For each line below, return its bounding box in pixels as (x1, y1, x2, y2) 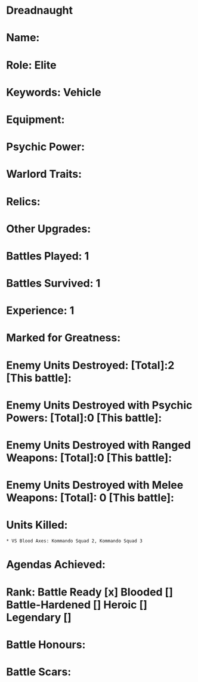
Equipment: (6, 113, 65, 126)
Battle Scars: (6, 665, 72, 678)
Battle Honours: (6, 638, 86, 651)
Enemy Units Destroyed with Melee (6, 479, 184, 492)
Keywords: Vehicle (6, 85, 101, 99)
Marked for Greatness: (6, 331, 121, 345)
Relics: (6, 195, 41, 208)
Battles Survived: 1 (6, 277, 101, 290)
